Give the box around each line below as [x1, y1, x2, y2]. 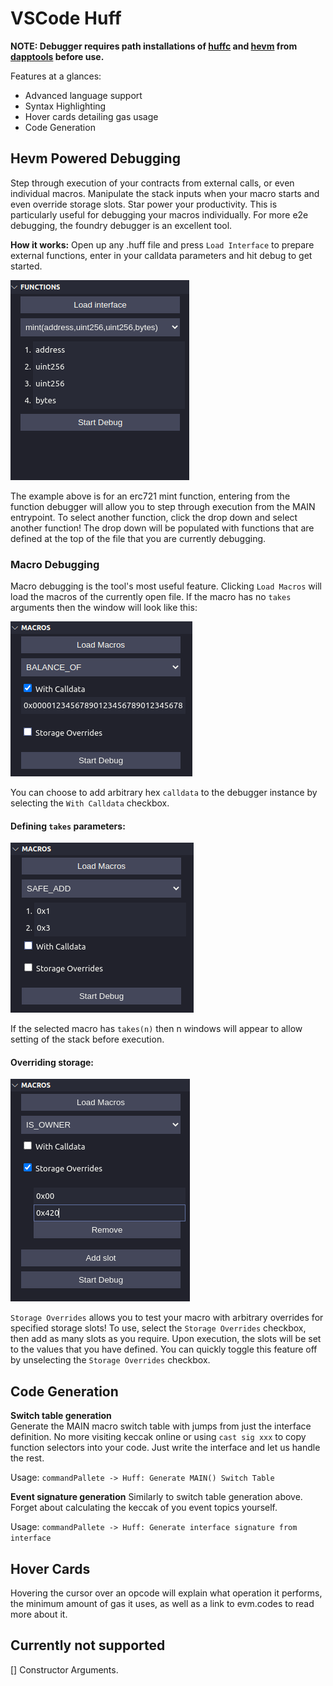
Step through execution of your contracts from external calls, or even [10, 177, 295, 189]
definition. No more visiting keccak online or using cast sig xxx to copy [10, 1431, 307, 1443]
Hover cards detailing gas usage [24, 110, 159, 122]
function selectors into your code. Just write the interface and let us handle [10, 1442, 321, 1454]
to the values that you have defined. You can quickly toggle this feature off [10, 1343, 318, 1356]
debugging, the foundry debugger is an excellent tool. [10, 219, 233, 231]
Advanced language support [24, 89, 143, 101]
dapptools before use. [10, 50, 105, 62]
